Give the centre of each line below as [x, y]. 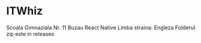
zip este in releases [30, 33]
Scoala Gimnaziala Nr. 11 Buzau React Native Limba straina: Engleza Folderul [101, 27]
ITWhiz [25, 11]
